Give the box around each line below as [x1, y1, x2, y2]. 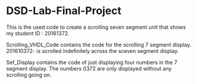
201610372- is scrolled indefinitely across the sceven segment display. [6, 47, 179, 54]
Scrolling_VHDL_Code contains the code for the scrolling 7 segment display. [6, 41, 192, 48]
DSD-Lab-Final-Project [6, 4, 122, 18]
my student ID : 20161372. [6, 29, 69, 36]
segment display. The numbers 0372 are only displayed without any [6, 65, 172, 72]
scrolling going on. [6, 71, 52, 78]
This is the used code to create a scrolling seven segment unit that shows [6, 23, 186, 31]
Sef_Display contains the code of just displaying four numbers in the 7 [6, 59, 177, 66]
